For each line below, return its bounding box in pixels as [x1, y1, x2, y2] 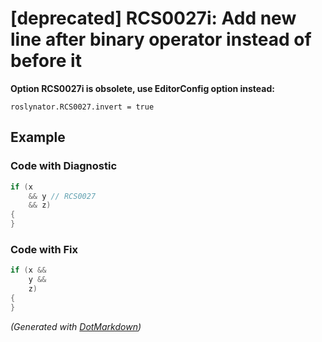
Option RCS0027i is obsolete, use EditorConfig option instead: [10, 82, 275, 94]
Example [10, 129, 66, 146]
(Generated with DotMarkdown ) [10, 320, 142, 332]
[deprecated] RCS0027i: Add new [10, 7, 297, 30]
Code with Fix [10, 242, 79, 256]
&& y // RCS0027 [28, 191, 97, 201]
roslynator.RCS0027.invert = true [10, 102, 155, 112]
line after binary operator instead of [10, 28, 312, 51]
